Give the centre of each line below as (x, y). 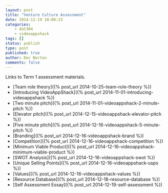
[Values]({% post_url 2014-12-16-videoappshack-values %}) (77, 174)
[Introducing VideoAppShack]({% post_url (57, 92)
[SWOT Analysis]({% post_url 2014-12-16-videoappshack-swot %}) (84, 158)
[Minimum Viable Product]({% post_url (53, 147)
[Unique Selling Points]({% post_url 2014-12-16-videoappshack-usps (86, 163)
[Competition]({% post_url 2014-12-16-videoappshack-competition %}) (88, 141)
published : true (23, 53)
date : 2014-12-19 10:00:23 (34, 19)
